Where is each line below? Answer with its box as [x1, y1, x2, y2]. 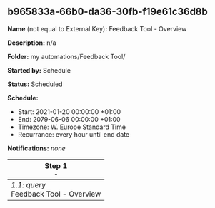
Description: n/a [7, 38, 56, 47]
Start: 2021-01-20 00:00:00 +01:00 [17, 107, 121, 116]
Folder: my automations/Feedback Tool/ [7, 52, 126, 61]
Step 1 [44, 160, 68, 170]
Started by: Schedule [7, 66, 71, 74]
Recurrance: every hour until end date [17, 130, 130, 138]
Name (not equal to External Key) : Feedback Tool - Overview [7, 24, 187, 33]
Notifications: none [7, 144, 66, 152]
